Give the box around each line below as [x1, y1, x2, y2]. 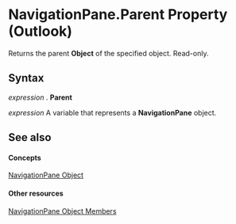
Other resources [8, 188, 64, 198]
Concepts [8, 153, 41, 162]
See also [8, 131, 52, 144]
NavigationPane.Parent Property [8, 6, 228, 24]
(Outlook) [8, 22, 73, 40]
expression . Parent [8, 93, 73, 102]
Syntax [8, 71, 44, 85]
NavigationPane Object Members [8, 206, 117, 215]
